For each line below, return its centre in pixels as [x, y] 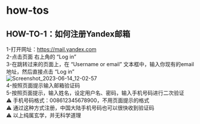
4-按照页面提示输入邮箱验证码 [43, 85]
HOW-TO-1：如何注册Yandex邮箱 [68, 34]
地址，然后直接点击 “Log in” [40, 72]
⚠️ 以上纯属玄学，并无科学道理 [44, 115]
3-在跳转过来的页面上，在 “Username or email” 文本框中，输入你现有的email [100, 64]
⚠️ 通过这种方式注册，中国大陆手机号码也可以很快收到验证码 [80, 108]
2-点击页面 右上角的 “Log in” [41, 57]
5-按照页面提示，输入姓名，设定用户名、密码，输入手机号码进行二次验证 [95, 93]
